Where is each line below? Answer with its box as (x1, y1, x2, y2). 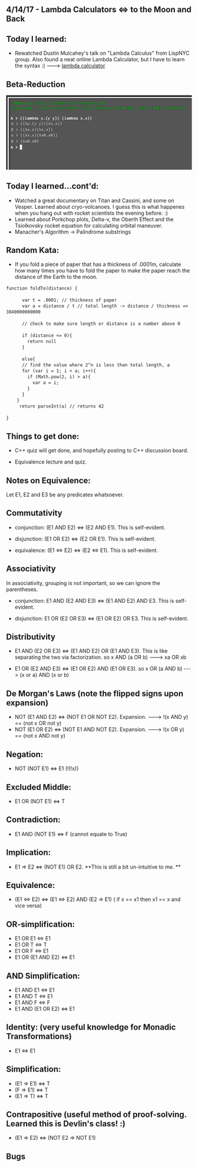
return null (27, 338, 57, 344)
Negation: (6, 749, 44, 760)
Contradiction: (6, 815, 61, 825)
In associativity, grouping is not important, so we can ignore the (6, 579, 160, 586)
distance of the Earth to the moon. (14, 274, 98, 281)
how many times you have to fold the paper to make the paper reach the (14, 267, 190, 274)
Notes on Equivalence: (6, 475, 91, 485)
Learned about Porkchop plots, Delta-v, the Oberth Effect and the (14, 215, 174, 223)
